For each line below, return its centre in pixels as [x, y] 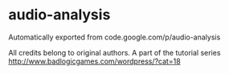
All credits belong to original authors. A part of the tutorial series [115, 52]
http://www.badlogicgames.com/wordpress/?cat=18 [94, 61]
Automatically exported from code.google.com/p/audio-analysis [115, 37]
